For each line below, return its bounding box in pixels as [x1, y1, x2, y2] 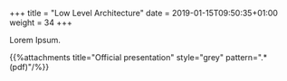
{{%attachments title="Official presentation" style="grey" [9, 52, 225, 62]
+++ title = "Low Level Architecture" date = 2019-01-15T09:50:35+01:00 [9, 8, 279, 18]
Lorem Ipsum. [9, 35, 62, 45]
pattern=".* [225, 52, 268, 62]
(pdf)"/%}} [9, 62, 50, 72]
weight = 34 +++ [9, 17, 72, 28]
